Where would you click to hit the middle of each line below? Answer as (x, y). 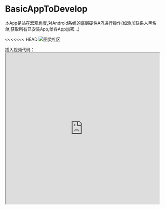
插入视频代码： (20, 49)
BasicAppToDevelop (46, 9)
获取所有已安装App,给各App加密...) (45, 29)
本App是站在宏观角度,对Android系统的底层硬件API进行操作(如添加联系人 (77, 23)
